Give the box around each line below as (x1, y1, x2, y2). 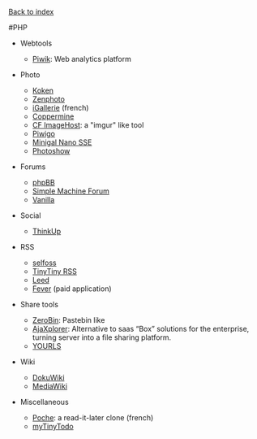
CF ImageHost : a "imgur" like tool (32, 120, 144, 129)
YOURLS (32, 341, 62, 350)
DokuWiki (32, 373, 65, 382)
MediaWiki (32, 381, 67, 391)
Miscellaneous (19, 398, 69, 406)
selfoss (32, 258, 57, 267)
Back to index (8, 7, 54, 16)
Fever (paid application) (32, 284, 112, 293)
